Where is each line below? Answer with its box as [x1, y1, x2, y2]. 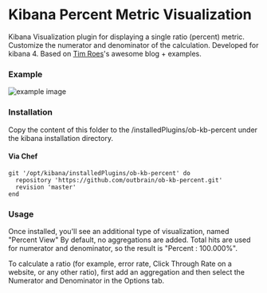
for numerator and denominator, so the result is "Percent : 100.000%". [8, 244, 238, 253]
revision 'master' [15, 183, 77, 191]
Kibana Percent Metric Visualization [8, 6, 253, 24]
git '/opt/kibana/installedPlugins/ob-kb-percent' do [8, 169, 191, 177]
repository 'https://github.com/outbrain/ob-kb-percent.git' [15, 176, 223, 184]
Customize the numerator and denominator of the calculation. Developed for [8, 40, 259, 49]
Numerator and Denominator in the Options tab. [8, 276, 165, 286]
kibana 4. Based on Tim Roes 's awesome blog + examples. [8, 49, 202, 58]
